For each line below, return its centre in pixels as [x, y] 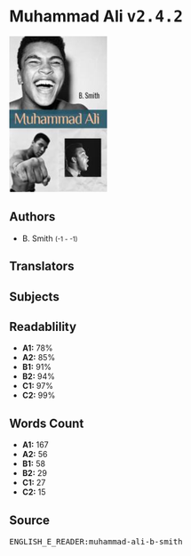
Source [30, 520]
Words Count [47, 423]
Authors [32, 217]
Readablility [43, 326]
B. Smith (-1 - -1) [50, 238]
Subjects [34, 297]
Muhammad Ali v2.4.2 [96, 16]
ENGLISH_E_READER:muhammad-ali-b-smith [96, 541]
